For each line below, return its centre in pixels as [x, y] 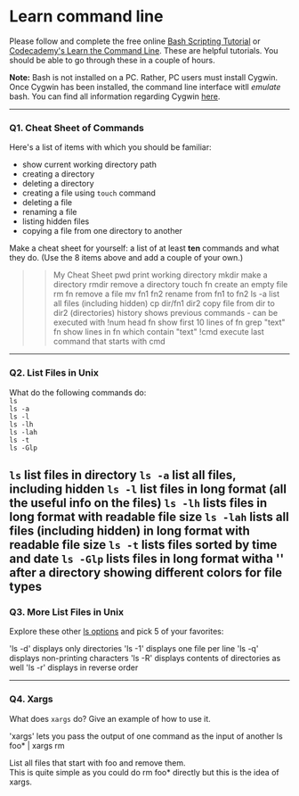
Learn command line [86, 17]
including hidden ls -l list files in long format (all [148, 489]
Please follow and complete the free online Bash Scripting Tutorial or [135, 41]
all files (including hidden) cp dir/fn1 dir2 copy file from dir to [164, 303]
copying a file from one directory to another [102, 231]
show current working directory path [89, 165]
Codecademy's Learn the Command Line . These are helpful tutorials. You [144, 50]
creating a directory [58, 174]
